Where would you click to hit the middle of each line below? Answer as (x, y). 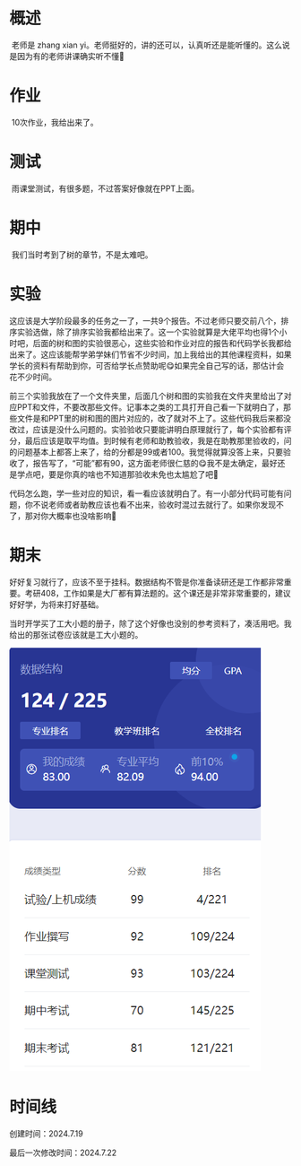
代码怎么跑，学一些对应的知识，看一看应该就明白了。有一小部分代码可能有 (146, 493)
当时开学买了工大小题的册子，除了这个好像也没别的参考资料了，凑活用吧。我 (150, 623)
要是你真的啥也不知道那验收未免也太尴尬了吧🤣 (133, 474)
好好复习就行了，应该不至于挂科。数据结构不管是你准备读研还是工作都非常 (146, 582)
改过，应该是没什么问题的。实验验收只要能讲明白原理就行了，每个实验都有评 (150, 429)
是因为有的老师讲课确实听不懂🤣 (67, 56)
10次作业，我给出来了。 (55, 122)
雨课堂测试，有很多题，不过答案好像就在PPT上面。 (105, 188)
